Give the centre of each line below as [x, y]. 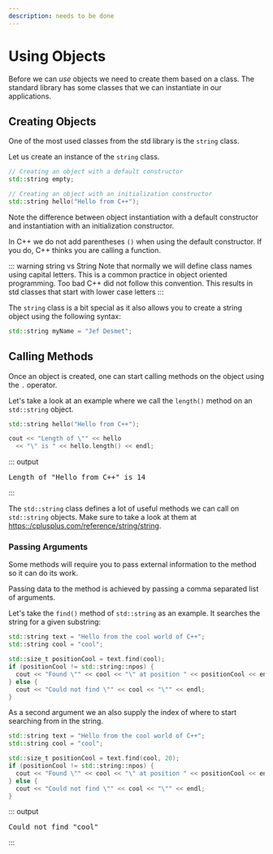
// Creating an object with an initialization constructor [110, 194]
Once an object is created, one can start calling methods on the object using [136, 376]
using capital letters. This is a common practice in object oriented [118, 274]
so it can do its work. [43, 573]
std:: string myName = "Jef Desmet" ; [70, 331]
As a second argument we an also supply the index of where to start [123, 712]
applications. [30, 96]
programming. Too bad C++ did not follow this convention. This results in [131, 283]
